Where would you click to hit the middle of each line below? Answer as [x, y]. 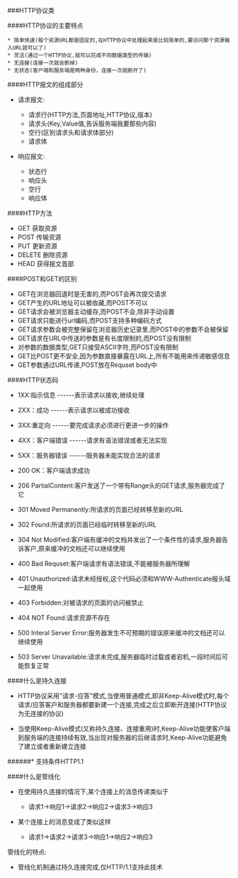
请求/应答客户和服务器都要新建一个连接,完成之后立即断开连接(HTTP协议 [122, 704]
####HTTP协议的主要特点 [45, 26]
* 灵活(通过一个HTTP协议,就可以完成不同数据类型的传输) [80, 55]
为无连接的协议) [40, 713]
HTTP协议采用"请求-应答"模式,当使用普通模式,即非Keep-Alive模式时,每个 [123, 696]
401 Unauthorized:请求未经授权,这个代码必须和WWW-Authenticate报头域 [124, 578]
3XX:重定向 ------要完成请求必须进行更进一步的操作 [93, 425]
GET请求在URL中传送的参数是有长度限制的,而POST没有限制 [104, 338]
